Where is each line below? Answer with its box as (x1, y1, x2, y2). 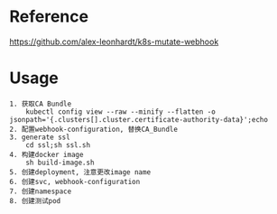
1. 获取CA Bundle (9, 99, 72, 108)
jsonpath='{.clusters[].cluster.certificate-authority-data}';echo (9, 115, 269, 124)
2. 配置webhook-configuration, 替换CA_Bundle (9, 125, 179, 134)
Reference (9, 6, 88, 27)
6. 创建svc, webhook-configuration (9, 177, 141, 186)
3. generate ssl (9, 133, 70, 142)
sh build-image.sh (25, 158, 95, 167)
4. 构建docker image (9, 150, 84, 159)
